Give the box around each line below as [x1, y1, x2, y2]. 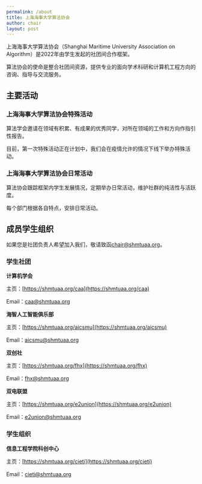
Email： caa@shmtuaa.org [6, 298, 70, 305]
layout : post [6, 25, 39, 32]
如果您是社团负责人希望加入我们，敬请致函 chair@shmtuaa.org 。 [6, 241, 165, 248]
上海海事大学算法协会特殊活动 [6, 110, 93, 118]
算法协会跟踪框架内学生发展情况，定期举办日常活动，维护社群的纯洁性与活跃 [6, 184, 196, 191]
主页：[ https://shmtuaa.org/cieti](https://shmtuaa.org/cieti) [6, 457, 152, 465]
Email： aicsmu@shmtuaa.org [6, 336, 79, 344]
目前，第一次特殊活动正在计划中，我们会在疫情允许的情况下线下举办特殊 [6, 145, 185, 152]
